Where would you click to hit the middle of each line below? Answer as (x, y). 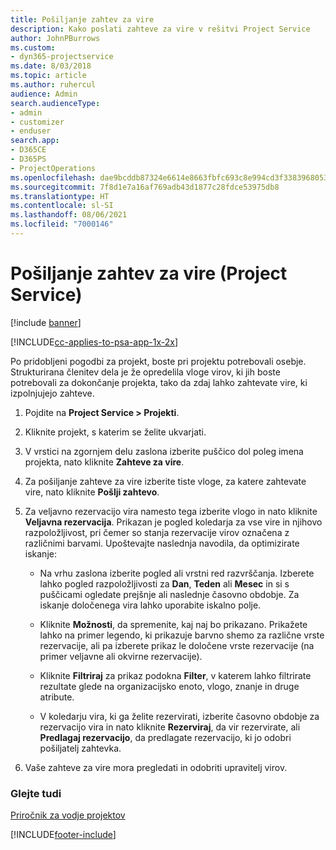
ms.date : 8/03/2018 (51, 66)
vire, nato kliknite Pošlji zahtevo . (92, 492)
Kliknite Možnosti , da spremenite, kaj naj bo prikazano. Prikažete (173, 624)
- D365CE (28, 150)
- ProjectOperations (53, 168)
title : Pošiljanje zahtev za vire (82, 19)
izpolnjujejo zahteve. (52, 393)
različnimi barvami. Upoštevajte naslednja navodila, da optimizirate (162, 543)
